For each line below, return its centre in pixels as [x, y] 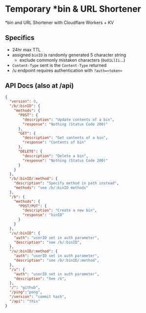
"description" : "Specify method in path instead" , [66, 183]
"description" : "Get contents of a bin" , [65, 138]
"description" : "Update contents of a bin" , [69, 120]
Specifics [20, 38]
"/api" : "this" [25, 301]
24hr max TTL [26, 49]
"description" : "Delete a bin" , [56, 156]
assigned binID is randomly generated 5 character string [69, 55]
